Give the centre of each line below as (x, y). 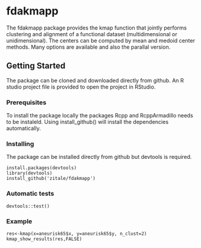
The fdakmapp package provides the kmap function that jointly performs (97, 28)
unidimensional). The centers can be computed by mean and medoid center (101, 40)
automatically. (24, 128)
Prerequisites (26, 102)
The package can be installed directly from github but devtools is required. (99, 157)
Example (19, 221)
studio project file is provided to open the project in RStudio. (81, 87)
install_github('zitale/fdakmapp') (51, 179)
